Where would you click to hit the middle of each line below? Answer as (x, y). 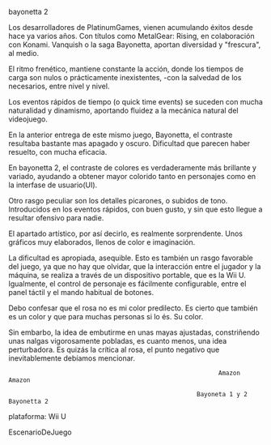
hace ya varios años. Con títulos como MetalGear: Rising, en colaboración (131, 36)
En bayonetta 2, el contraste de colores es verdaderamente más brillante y (133, 168)
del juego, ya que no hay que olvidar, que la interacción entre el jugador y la (135, 266)
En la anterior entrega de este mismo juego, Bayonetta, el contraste (121, 135)
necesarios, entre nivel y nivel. (59, 86)
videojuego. (28, 119)
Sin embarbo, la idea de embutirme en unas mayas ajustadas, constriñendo (134, 332)
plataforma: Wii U (38, 416)
